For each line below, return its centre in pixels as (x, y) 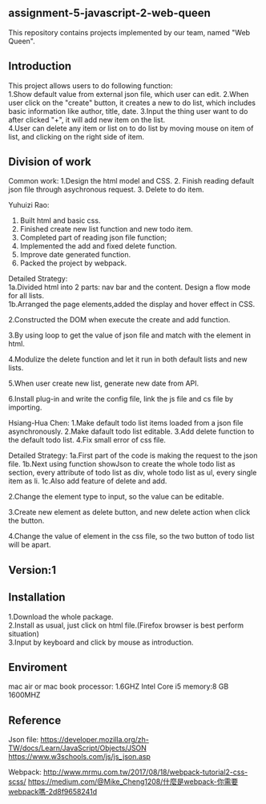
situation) (24, 633)
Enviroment (38, 667)
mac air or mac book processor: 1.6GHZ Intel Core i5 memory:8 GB (119, 687)
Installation (37, 598)
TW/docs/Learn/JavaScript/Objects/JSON (77, 748)
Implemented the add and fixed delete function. (99, 246)
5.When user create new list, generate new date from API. (104, 383)
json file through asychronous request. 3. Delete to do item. (106, 190)
